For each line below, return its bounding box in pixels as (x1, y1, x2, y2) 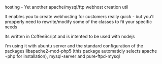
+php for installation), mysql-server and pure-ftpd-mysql (4, 53, 120, 59)
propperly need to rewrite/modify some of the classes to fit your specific (4, 19, 152, 24)
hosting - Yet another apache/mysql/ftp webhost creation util (4, 4, 129, 10)
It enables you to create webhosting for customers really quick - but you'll (4, 14, 155, 19)
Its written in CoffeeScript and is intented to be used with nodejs (4, 34, 135, 39)
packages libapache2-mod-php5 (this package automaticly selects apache (4, 48, 157, 54)
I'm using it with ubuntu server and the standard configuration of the (4, 43, 143, 48)
